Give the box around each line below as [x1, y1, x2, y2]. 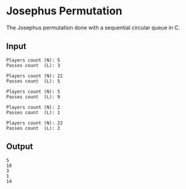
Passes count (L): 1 [6, 109, 61, 115]
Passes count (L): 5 [6, 78, 61, 84]
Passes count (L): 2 [6, 125, 61, 131]
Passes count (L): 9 [6, 94, 61, 100]
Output [6, 142, 33, 152]
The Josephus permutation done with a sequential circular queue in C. [6, 24, 180, 31]
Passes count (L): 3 [6, 62, 61, 68]
